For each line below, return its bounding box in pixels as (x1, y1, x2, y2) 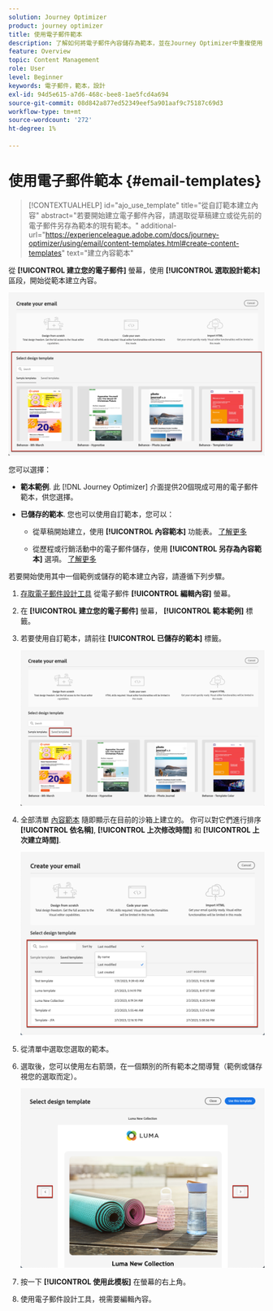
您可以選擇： (8, 464, 51, 475)
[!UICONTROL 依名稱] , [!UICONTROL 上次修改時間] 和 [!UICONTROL (19, 825, 251, 835)
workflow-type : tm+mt (8, 107, 82, 115)
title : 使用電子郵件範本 (8, 30, 83, 38)
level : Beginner (8, 73, 63, 81)
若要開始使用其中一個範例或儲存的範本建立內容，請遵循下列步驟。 (8, 572, 229, 581)
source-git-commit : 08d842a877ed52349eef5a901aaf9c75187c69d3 (8, 98, 223, 107)
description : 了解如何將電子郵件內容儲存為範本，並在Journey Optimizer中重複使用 (8, 39, 263, 47)
